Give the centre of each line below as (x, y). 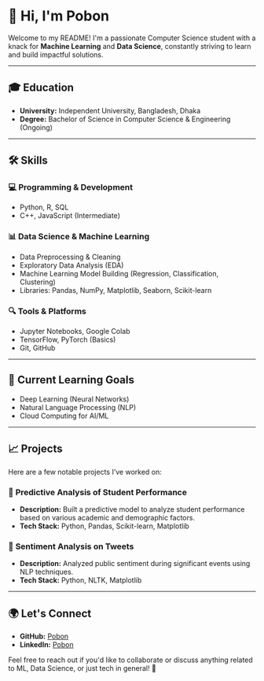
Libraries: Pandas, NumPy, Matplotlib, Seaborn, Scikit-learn (115, 290)
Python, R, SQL (44, 207)
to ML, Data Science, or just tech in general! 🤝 (82, 668)
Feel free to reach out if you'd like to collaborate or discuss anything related (130, 660)
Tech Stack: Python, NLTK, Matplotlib (81, 580)
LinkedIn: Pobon (46, 645)
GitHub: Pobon (44, 636)
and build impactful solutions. (56, 54)
